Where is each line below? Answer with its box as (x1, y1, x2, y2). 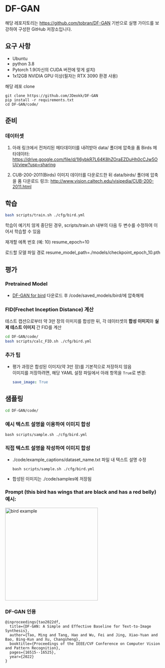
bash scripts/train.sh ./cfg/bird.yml (5, 213, 85, 218)
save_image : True (12, 380, 48, 385)
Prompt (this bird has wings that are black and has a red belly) (5, 488, 157, 495)
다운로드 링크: (23, 178, 49, 184)
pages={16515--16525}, (9, 650, 56, 655)
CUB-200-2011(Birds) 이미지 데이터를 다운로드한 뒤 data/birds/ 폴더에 (12, 172, 149, 178)
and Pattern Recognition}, (5, 645, 61, 651)
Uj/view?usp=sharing (12, 162, 56, 168)
